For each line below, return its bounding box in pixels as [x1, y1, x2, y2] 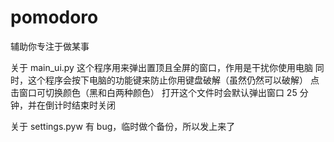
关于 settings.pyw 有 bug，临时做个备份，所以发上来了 [10, 120, 236, 132]
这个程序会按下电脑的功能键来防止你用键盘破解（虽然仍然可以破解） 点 [27, 74, 320, 86]
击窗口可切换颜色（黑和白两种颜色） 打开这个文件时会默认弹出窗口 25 [10, 86, 298, 98]
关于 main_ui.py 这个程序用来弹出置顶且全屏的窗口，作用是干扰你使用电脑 [10, 61, 313, 73]
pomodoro [10, 6, 99, 29]
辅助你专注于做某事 [10, 40, 90, 52]
